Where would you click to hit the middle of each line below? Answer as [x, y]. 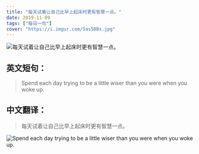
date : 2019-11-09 [28, 18]
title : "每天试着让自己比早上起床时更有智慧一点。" [64, 12]
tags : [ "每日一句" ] [29, 23]
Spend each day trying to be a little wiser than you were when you [104, 83]
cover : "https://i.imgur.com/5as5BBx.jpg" [61, 29]
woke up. [33, 89]
